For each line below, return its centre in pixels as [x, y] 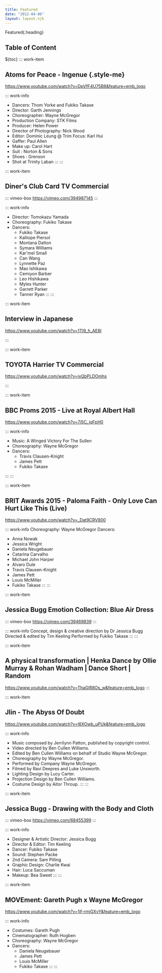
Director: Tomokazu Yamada [40, 217]
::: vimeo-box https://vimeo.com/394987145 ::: [52, 198]
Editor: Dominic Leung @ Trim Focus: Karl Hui [57, 136]
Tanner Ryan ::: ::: [37, 294]
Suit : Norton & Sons [32, 151]
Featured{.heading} [24, 33]
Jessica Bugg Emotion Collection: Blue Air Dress [79, 610]
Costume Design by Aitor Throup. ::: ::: [50, 784]
